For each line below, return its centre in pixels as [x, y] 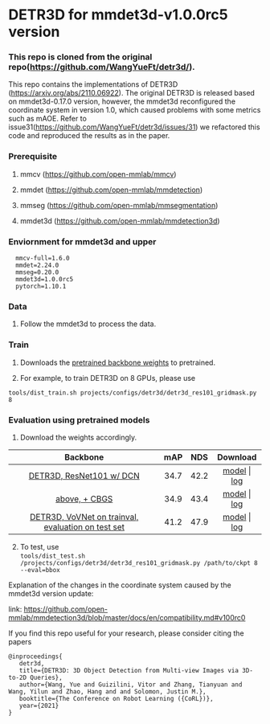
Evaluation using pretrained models [79, 419]
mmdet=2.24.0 [37, 266]
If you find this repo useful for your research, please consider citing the [126, 633]
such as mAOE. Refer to [47, 119]
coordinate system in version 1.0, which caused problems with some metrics [135, 110]
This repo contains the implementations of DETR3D [93, 84]
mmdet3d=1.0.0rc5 [45, 280]
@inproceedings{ [35, 657]
